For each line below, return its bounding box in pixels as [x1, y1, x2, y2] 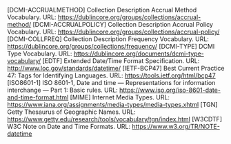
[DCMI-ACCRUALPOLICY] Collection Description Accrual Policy [32, 21, 214, 28]
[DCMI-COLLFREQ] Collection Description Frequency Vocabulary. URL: [7, 35, 209, 43]
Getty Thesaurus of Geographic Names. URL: [7, 108, 136, 116]
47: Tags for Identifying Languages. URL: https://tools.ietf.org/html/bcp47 [7, 71, 216, 80]
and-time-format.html [7, 93, 69, 101]
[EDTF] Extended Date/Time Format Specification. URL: [42, 57, 200, 64]
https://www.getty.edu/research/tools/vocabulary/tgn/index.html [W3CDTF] [7, 115, 223, 123]
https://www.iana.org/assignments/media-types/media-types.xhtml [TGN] [7, 101, 218, 108]
